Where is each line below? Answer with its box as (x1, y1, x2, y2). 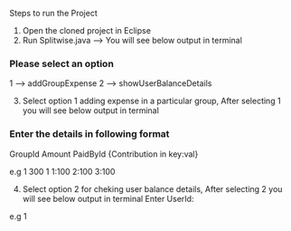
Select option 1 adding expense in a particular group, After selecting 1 (22, 95, 282, 107)
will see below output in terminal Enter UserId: (22, 193, 194, 204)
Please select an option (9, 57, 115, 70)
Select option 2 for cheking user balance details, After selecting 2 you (22, 183, 283, 194)
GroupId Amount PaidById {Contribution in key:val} (9, 149, 199, 159)
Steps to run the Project (9, 8, 98, 18)
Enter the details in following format (9, 128, 170, 140)
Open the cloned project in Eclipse (22, 25, 152, 35)
